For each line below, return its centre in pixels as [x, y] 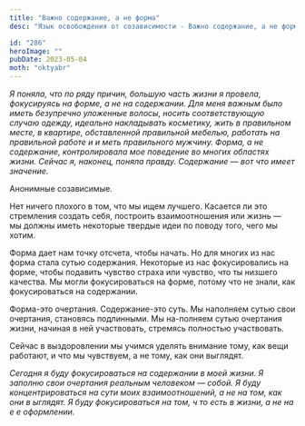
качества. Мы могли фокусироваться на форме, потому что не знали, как [152, 282]
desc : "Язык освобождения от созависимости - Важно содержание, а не [144, 26]
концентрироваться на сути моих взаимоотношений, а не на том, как [146, 392]
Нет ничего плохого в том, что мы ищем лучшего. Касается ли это [138, 206]
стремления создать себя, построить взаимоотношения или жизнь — [146, 216]
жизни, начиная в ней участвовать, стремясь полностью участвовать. [147, 328]
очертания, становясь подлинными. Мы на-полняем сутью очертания [146, 318]
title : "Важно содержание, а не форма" [85, 18]
